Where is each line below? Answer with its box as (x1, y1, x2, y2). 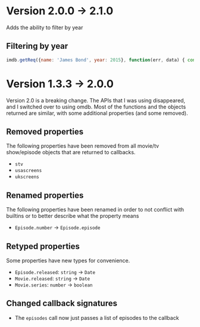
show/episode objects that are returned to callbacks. (6, 149, 136, 156)
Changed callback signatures (6, 298, 118, 309)
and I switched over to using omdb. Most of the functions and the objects (6, 103, 186, 110)
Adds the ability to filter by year (6, 24, 83, 31)
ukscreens (14, 174, 40, 180)
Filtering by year (6, 41, 68, 51)
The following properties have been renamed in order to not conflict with (6, 206, 185, 213)
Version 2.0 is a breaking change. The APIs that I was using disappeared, (6, 96, 186, 104)
